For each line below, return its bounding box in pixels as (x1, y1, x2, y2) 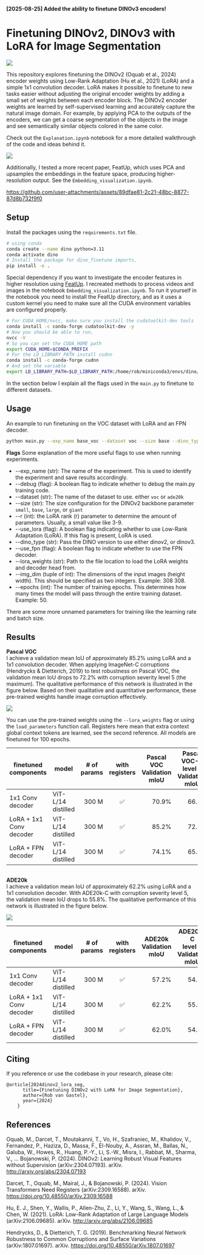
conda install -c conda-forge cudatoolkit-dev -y (6, 324, 135, 330)
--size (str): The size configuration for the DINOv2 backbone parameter (15, 499, 194, 506)
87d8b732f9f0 (6, 194, 42, 202)
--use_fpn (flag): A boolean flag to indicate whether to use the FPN (15, 545, 183, 552)
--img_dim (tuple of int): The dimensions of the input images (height (15, 570, 185, 577)
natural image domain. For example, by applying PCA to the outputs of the (6, 109, 191, 117)
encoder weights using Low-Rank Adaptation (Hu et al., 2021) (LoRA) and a (6, 77, 194, 84)
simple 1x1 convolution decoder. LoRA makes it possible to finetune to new (6, 83, 192, 90)
